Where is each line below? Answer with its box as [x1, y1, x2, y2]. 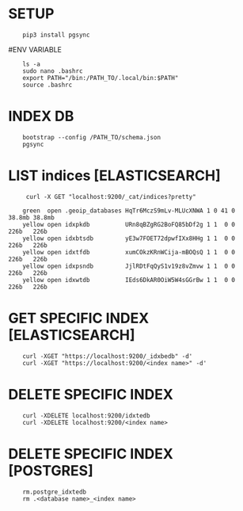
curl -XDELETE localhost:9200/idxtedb [22, 411, 150, 420]
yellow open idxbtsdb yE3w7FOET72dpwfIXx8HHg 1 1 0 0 [22, 235, 236, 242]
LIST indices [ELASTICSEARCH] [8, 167, 221, 185]
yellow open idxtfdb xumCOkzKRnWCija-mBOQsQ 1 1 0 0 [22, 248, 236, 256]
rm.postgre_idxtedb [22, 488, 87, 496]
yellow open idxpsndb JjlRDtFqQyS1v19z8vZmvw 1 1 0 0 [22, 262, 236, 270]
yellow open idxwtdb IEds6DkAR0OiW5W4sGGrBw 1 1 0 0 [22, 276, 236, 284]
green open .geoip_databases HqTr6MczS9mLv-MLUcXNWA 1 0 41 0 [22, 207, 236, 215]
